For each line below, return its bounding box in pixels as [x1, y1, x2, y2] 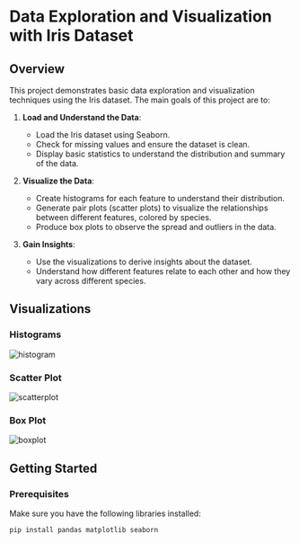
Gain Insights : [22, 239, 76, 249]
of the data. [35, 158, 79, 168]
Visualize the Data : [22, 175, 94, 186]
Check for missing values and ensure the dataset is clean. [35, 139, 251, 149]
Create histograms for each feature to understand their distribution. [35, 193, 286, 203]
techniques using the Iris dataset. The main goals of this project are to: [9, 94, 271, 105]
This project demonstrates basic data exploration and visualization [9, 85, 255, 95]
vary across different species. [35, 276, 146, 286]
